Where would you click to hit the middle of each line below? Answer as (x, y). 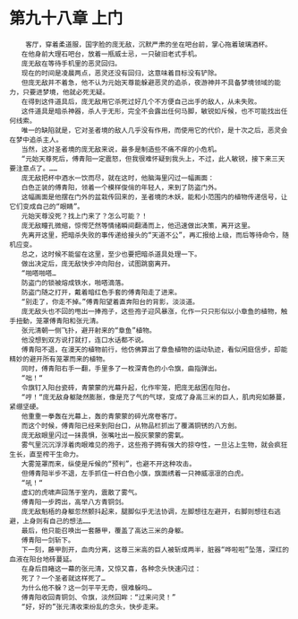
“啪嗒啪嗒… (38, 273)
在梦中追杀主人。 (36, 140)
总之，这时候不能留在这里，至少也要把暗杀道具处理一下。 (111, 254)
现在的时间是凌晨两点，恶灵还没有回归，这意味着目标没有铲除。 (121, 73)
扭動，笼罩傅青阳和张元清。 (59, 321)
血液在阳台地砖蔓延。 (43, 559)
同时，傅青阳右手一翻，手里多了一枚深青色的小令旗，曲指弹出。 (121, 369)
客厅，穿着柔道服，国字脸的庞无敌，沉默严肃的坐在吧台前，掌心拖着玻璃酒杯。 (149, 44)
